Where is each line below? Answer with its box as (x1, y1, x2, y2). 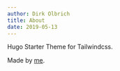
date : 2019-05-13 (7, 23, 58, 30)
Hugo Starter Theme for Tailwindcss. (7, 43, 113, 51)
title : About (7, 17, 45, 24)
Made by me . (7, 56, 45, 65)
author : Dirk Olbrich (7, 10, 70, 18)
